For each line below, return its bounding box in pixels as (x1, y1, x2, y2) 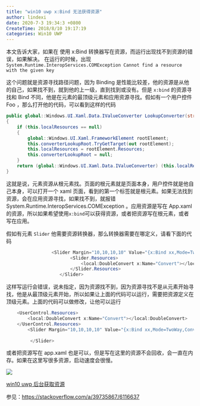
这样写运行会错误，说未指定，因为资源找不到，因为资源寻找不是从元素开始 (6, 283, 189, 290)
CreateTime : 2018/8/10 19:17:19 (6, 25, 86, 32)
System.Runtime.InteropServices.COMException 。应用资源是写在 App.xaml (6, 202, 192, 210)
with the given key (6, 67, 55, 73)
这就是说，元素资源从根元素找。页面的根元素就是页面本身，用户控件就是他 (6, 180, 189, 187)
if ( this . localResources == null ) (17, 124, 102, 130)
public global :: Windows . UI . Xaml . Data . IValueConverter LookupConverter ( (6, 113, 187, 119)
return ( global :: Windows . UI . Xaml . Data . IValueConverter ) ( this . (17, 163, 177, 169)
